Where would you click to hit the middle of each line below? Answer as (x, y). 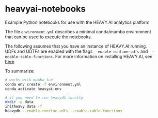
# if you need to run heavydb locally (44, 98)
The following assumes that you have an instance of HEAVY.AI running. (76, 46)
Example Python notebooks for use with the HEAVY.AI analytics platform (77, 22)
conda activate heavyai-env (33, 89)
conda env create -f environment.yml (43, 84)
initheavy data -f (24, 107)
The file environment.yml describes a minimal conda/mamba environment (78, 31)
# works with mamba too (29, 80)
